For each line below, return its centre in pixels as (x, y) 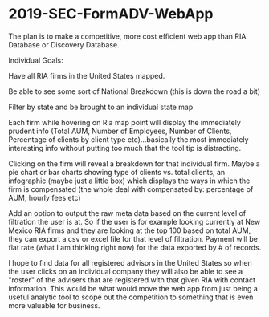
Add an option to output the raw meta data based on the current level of (127, 213)
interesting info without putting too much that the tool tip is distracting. (125, 148)
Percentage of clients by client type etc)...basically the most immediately (128, 139)
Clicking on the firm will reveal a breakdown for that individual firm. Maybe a (134, 163)
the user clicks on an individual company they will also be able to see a (126, 271)
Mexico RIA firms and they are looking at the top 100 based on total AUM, (130, 230)
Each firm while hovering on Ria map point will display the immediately (124, 122)
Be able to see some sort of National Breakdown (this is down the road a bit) (134, 91)
